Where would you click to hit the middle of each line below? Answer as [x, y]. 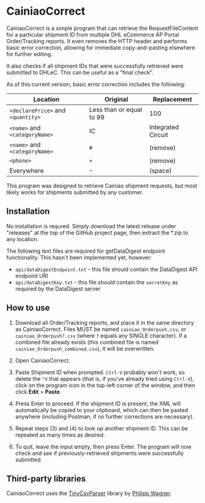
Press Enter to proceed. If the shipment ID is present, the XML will [98, 403]
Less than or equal [116, 109]
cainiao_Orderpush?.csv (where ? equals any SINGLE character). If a [101, 335]
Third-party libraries [46, 478]
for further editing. [30, 54]
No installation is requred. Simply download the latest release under [91, 226]
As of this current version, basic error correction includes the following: [96, 84]
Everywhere [27, 170]
